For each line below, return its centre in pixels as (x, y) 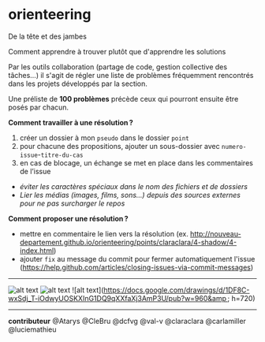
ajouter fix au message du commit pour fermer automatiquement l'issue (137, 258)
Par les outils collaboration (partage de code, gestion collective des (118, 67)
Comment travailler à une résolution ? (71, 122)
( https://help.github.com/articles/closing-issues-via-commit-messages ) (136, 267)
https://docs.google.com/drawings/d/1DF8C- (177, 290)
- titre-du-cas (60, 154)
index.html (37, 251)
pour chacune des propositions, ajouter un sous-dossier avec (119, 146)
